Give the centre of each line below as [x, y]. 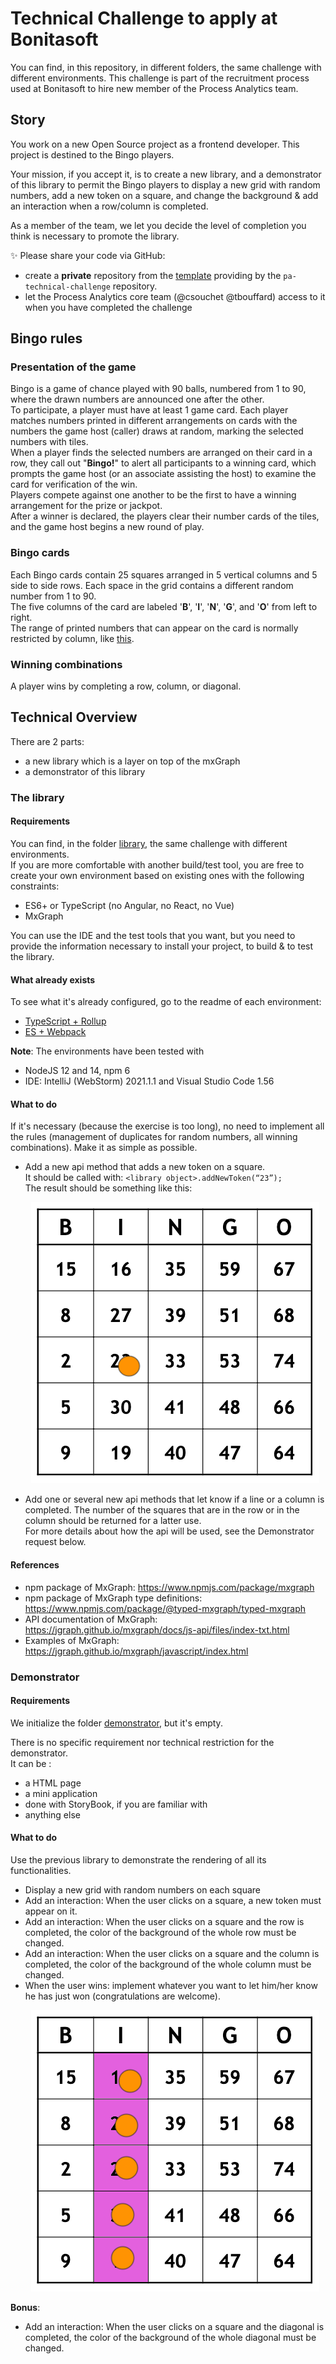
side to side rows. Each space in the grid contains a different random [152, 585]
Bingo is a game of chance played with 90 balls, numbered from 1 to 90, [158, 389]
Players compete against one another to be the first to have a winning [153, 495]
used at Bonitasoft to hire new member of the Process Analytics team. [154, 88]
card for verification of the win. [74, 484]
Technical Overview [74, 717]
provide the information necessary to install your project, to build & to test [162, 946]
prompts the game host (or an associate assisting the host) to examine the [163, 474]
